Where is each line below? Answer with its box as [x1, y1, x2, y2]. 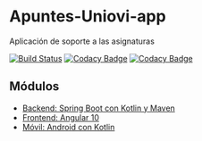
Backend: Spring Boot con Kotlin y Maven [21, 103, 176, 113]
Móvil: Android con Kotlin [21, 121, 115, 132]
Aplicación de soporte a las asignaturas [9, 36, 155, 46]
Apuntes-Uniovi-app [9, 6, 167, 27]
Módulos [9, 79, 60, 95]
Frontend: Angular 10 [21, 112, 100, 122]
